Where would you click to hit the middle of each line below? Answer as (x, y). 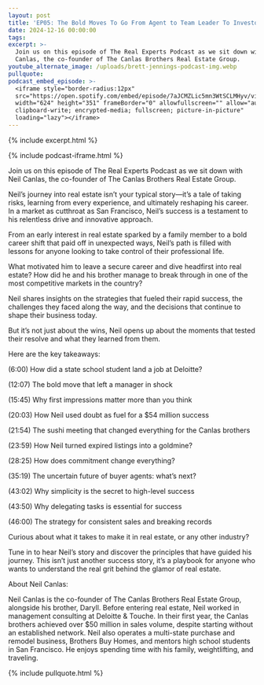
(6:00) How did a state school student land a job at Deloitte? (105, 369)
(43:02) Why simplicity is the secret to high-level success (101, 491)
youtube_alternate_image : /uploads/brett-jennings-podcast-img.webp (123, 67)
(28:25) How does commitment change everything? (92, 460)
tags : (17, 37)
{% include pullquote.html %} (56, 672)
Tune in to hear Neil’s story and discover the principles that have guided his (130, 552)
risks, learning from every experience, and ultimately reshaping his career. (128, 202)
